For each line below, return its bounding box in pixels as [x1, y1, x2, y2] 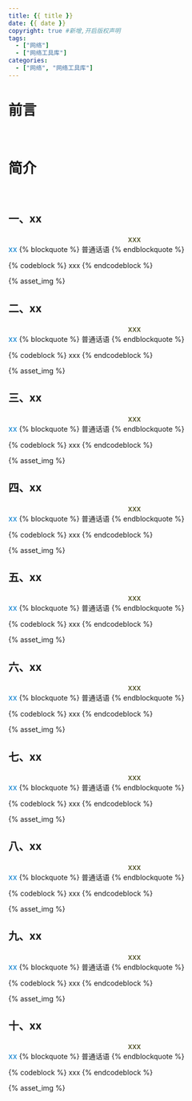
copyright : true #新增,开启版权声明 [8, 26, 122, 35]
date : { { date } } [8, 19, 66, 27]
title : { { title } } [8, 11, 74, 20]
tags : [8, 34, 26, 43]
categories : [8, 57, 48, 65]
